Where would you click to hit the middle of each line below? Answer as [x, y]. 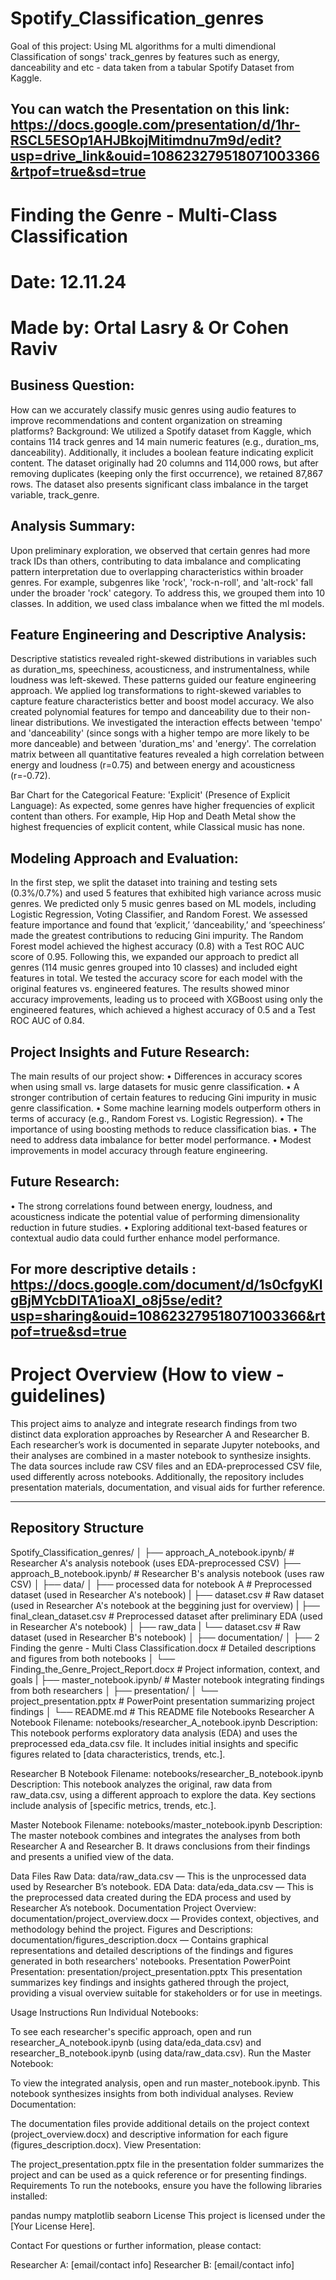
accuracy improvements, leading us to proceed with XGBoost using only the [166, 999]
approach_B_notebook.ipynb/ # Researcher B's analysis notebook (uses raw [167, 1573]
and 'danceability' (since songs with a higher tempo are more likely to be [160, 733]
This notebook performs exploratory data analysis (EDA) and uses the [154, 1733]
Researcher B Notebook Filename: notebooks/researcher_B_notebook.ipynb [167, 1773]
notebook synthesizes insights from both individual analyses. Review [152, 2093]
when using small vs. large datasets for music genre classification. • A [155, 1086]
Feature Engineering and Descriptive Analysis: [158, 634]
